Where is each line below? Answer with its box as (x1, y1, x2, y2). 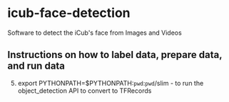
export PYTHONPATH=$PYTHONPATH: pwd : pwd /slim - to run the (17, 79, 204, 87)
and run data (7, 60, 66, 72)
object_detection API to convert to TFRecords (17, 86, 152, 95)
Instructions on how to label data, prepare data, (7, 49, 223, 61)
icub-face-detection (7, 5, 131, 21)
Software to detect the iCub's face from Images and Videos (7, 28, 182, 37)
